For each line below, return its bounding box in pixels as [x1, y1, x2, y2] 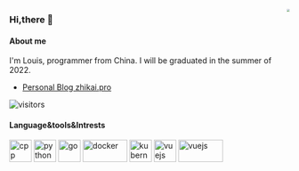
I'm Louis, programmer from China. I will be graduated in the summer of [9, 55, 272, 66]
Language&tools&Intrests [9, 119, 106, 130]
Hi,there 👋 [9, 13, 53, 26]
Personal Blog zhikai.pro [21, 82, 112, 93]
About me [9, 36, 47, 46]
